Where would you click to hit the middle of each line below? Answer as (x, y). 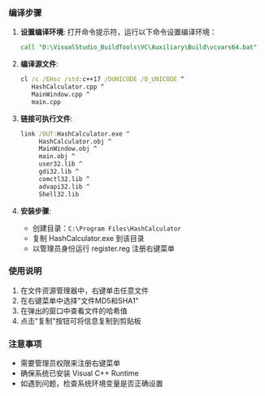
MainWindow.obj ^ (68, 149)
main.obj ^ (57, 157)
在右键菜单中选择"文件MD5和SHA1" (80, 300)
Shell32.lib (59, 194)
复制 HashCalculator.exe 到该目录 (88, 238)
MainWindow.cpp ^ (61, 94)
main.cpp (46, 102)
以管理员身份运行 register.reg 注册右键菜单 (103, 248)
